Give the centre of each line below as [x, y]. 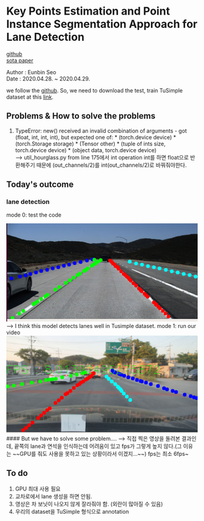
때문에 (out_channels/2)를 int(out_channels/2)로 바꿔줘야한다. [111, 165]
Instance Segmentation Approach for [102, 24]
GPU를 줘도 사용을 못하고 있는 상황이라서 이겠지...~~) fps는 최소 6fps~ [104, 453]
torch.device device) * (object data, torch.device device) [86, 150]
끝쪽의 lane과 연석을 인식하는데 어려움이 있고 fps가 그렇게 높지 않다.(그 [98, 446]
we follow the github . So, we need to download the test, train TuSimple [95, 90]
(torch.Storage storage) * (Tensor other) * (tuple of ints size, [90, 144]
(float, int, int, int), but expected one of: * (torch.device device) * [96, 137]
